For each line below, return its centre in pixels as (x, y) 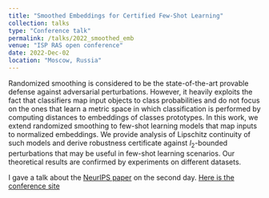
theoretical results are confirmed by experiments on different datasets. (125, 162)
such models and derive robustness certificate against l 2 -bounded (118, 143)
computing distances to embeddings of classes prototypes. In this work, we (133, 117)
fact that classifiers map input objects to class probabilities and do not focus (134, 100)
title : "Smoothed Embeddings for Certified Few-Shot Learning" (116, 16)
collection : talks (39, 23)
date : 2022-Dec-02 (39, 53)
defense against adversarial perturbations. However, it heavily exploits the (130, 91)
